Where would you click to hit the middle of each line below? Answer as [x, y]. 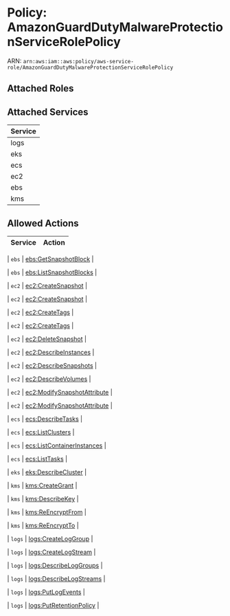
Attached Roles [41, 88]
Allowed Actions [43, 223]
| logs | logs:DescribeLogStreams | [56, 578]
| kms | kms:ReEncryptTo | [43, 525]
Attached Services [48, 112]
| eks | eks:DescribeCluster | [47, 472]
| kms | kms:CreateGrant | [42, 485]
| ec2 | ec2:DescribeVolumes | [49, 379]
